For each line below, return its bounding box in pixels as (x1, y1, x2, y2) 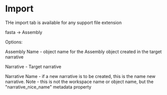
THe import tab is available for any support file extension (5, 19, 122, 25)
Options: (5, 38, 23, 45)
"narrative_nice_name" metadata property (5, 83, 92, 90)
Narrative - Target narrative (5, 63, 61, 69)
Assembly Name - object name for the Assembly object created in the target (5, 48, 162, 54)
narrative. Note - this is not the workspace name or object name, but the (5, 78, 154, 84)
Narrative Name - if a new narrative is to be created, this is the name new (5, 73, 156, 79)
